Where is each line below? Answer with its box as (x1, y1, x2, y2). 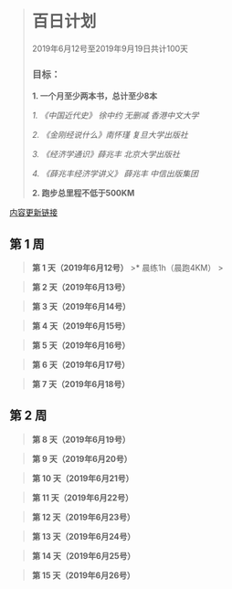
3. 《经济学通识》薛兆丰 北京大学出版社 (31, 149, 181, 160)
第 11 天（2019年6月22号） (31, 492, 134, 503)
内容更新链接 (9, 207, 58, 218)
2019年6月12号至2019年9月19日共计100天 (31, 43, 189, 54)
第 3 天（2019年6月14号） (31, 301, 131, 312)
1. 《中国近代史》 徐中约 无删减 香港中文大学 (31, 110, 199, 121)
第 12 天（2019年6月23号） (31, 511, 135, 522)
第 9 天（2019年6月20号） (31, 453, 132, 464)
